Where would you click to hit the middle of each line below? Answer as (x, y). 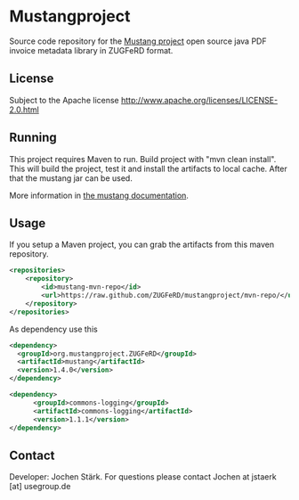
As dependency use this (53, 329)
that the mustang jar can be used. (71, 178)
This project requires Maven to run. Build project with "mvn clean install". (143, 159)
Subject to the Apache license (65, 100)
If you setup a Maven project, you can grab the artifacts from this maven (142, 245)
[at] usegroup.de (40, 487)
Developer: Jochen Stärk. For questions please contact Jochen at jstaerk (143, 477)
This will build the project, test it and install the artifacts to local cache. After (148, 168)
